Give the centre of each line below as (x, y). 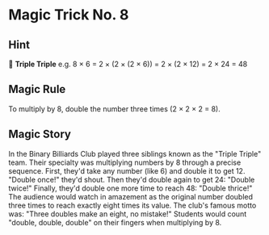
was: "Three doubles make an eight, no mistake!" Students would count (128, 214)
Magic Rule (37, 89)
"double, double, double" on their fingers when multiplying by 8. (115, 222)
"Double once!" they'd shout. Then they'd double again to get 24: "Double (132, 179)
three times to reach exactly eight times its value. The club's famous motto (132, 205)
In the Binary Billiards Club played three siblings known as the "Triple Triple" (135, 153)
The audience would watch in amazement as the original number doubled (130, 196)
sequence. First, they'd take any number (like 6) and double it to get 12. (127, 170)
